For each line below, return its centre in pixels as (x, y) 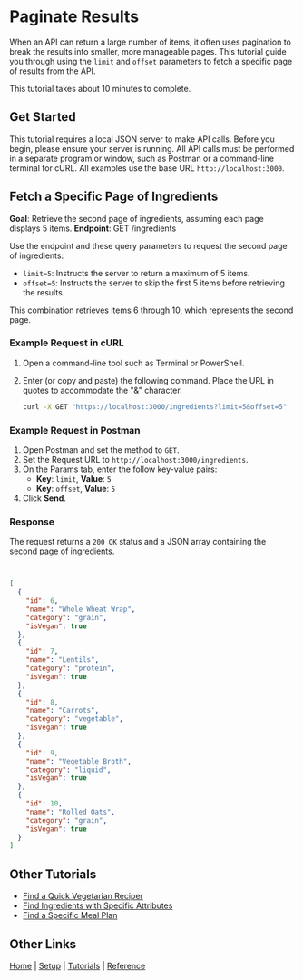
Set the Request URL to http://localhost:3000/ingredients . (135, 460)
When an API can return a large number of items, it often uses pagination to (151, 42)
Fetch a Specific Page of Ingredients (114, 197)
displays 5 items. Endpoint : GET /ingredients (93, 228)
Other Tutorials (53, 874)
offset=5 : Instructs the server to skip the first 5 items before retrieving (154, 283)
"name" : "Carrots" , (63, 711)
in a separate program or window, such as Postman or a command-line (142, 158)
